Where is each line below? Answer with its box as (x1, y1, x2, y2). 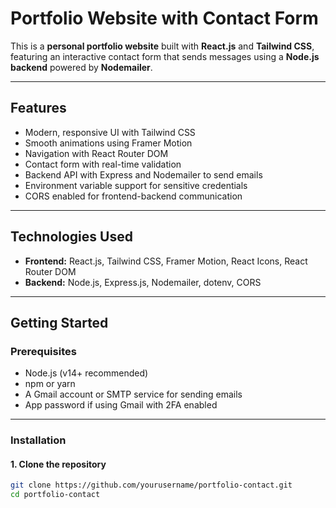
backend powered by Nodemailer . (10, 61, 153, 73)
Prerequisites (10, 344, 77, 358)
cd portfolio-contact (10, 490, 101, 500)
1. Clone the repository (10, 458, 107, 470)
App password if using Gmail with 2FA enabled (24, 399, 218, 411)
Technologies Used (10, 228, 133, 246)
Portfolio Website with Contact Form (10, 7, 319, 30)
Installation (10, 433, 67, 447)
